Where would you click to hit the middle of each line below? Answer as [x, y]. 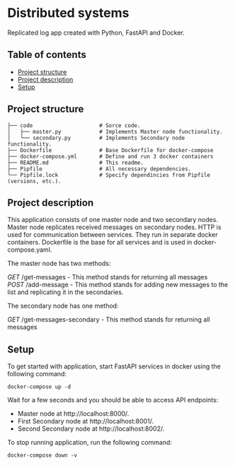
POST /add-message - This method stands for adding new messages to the [118, 285]
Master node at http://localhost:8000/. [73, 414]
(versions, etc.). [34, 181]
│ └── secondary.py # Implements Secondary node [96, 138]
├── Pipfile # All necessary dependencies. [99, 169]
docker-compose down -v [42, 455]
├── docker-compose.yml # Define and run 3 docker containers [110, 156]
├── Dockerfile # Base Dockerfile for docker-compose [110, 150]
